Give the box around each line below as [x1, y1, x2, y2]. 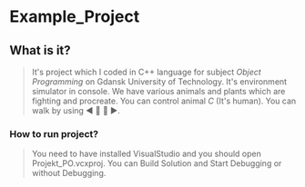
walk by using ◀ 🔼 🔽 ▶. [31, 105, 120, 115]
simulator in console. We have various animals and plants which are [31, 86, 286, 96]
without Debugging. [31, 168, 107, 179]
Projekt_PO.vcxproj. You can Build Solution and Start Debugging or [31, 158, 282, 169]
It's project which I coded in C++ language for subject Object [31, 66, 261, 77]
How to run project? [9, 127, 99, 140]
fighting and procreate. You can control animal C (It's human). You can [31, 95, 297, 106]
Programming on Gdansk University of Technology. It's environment [31, 76, 288, 87]
